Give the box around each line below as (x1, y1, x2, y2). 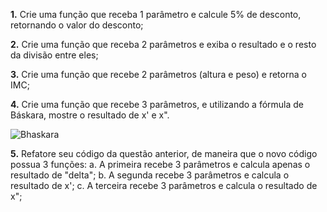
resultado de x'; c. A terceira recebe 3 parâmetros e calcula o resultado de (10, 180, 318, 191)
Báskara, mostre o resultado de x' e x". (10, 109, 170, 121)
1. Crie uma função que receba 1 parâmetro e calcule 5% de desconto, (10, 9, 302, 20)
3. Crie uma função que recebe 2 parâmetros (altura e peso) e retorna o (10, 69, 307, 80)
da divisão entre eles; (10, 49, 99, 61)
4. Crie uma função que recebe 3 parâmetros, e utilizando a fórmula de (10, 99, 305, 110)
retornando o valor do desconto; (10, 19, 144, 31)
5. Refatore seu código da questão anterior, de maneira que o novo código (10, 148, 318, 159)
